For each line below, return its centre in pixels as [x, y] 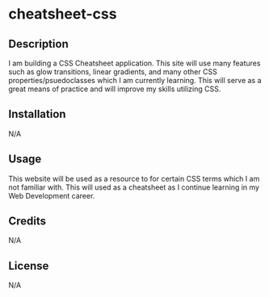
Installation [37, 114]
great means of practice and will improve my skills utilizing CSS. [115, 89]
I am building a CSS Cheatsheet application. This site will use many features [134, 63]
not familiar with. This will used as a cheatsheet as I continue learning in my [134, 187]
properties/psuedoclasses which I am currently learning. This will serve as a [135, 80]
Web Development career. [52, 195]
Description [38, 44]
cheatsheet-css [63, 14]
